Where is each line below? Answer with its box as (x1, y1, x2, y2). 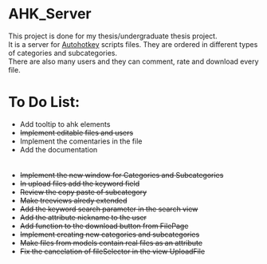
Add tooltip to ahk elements (19, 119, 111, 128)
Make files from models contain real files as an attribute (19, 238, 203, 247)
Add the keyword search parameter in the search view (19, 204, 198, 214)
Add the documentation (19, 144, 98, 154)
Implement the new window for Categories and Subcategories (19, 170, 224, 179)
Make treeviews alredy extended (19, 195, 128, 205)
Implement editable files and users (19, 128, 134, 137)
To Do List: (8, 93, 80, 112)
